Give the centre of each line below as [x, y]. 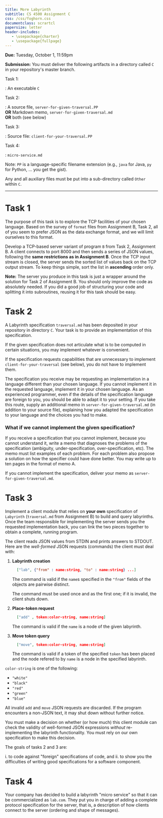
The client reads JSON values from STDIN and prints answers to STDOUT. [79, 541]
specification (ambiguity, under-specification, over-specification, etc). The [80, 448]
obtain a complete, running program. [42, 532]
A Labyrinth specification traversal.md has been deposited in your [72, 325]
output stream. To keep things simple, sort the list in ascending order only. [80, 267]
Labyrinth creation [31, 561]
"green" [20, 694]
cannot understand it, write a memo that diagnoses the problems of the [76, 443]
